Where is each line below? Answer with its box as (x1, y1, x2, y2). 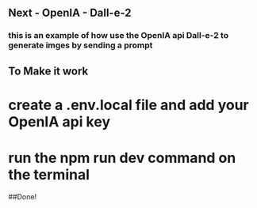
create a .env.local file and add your (8, 96, 249, 114)
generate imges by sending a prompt (8, 40, 153, 51)
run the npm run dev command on (8, 149, 236, 167)
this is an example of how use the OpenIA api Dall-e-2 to (8, 30, 228, 41)
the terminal (8, 166, 90, 184)
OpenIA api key (8, 112, 111, 130)
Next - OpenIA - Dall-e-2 (8, 6, 132, 20)
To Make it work (8, 64, 89, 78)
